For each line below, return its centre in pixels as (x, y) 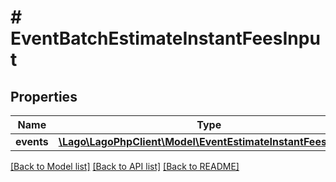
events (32, 141)
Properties (44, 96)
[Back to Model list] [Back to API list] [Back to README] (125, 166)
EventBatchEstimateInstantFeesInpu (165, 38)
